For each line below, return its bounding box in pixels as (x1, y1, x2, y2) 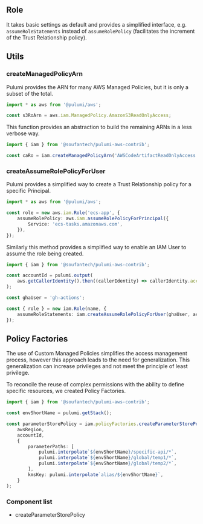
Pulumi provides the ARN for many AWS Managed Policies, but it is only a (6, 83, 189, 90)
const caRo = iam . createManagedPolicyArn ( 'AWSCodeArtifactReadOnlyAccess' (6, 153, 199, 159)
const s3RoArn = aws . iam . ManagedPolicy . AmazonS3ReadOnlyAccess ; (6, 112, 172, 119)
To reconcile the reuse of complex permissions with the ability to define (6, 381, 184, 388)
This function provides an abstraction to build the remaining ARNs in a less (6, 124, 192, 131)
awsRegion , (17, 426, 45, 432)
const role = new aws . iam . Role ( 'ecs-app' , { (6, 210, 120, 216)
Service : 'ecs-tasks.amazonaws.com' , (28, 221, 123, 227)
